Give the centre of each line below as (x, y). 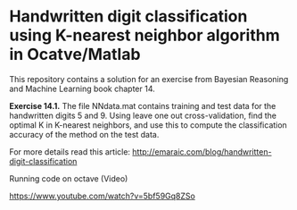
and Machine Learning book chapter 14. (82, 88)
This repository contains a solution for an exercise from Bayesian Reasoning (149, 79)
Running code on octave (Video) (69, 178)
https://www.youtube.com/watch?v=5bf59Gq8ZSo (103, 196)
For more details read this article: (70, 151)
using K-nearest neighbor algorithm (144, 35)
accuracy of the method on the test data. (84, 134)
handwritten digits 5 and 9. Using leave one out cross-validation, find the (143, 115)
